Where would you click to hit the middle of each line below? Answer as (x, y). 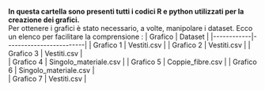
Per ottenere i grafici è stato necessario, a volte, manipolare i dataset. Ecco (131, 28)
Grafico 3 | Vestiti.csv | (45, 53)
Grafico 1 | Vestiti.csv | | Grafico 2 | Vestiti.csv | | (172, 45)
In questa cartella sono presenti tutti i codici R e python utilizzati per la (126, 11)
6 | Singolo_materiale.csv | (51, 70)
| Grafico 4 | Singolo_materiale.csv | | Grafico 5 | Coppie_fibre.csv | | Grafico (132, 62)
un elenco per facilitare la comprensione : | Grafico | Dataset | (109, 36)
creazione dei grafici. (44, 20)
